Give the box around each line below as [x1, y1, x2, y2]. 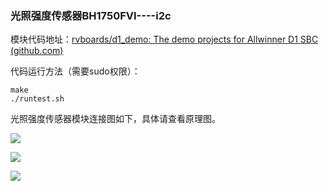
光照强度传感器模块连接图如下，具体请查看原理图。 [10, 113, 221, 125]
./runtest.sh [10, 94, 65, 104]
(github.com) [10, 45, 64, 57]
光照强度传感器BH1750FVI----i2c [10, 8, 172, 22]
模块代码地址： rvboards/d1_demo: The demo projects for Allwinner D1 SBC [10, 33, 319, 46]
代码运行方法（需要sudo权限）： [10, 65, 141, 77]
